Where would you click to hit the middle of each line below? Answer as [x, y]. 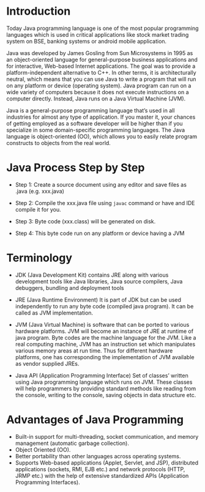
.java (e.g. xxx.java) [39, 191]
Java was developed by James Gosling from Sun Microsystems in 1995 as [100, 53]
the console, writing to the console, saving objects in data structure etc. [106, 395]
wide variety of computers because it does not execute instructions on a [98, 92]
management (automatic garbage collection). [72, 443]
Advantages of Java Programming [95, 420]
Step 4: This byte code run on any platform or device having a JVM [100, 233]
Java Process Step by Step [76, 168]
